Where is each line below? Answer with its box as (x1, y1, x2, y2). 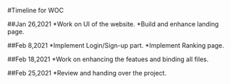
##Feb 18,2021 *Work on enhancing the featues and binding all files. (7, 55, 209, 63)
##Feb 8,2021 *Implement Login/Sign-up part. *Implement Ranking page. (7, 41, 225, 49)
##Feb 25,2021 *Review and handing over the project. (7, 69, 167, 77)
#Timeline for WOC (7, 6, 64, 14)
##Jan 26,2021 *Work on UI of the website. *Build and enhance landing (7, 20, 219, 28)
